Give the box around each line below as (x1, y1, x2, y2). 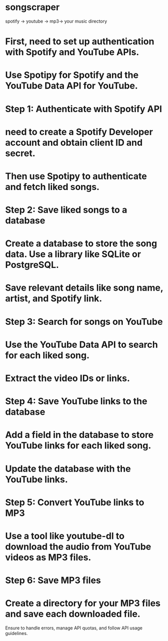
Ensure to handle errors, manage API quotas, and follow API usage (5, 625, 143, 631)
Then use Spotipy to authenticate (5, 170, 147, 182)
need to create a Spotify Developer (5, 126, 153, 137)
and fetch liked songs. (5, 181, 100, 193)
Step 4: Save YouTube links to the (5, 396, 147, 407)
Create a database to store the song (5, 238, 157, 249)
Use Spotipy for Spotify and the (5, 69, 139, 81)
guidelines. (5, 630, 28, 636)
